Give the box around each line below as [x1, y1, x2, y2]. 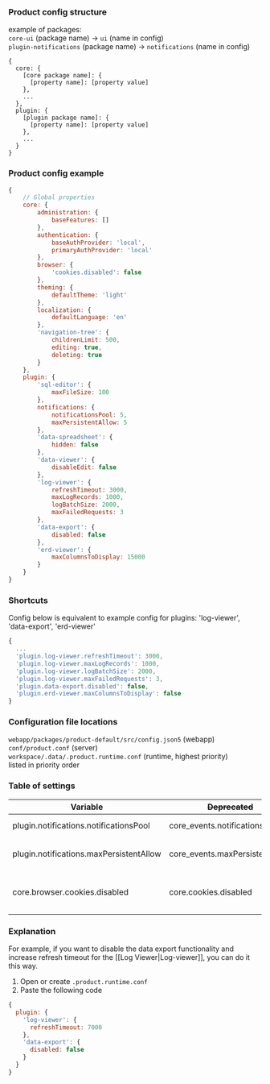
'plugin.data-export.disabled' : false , [15, 682, 149, 691]
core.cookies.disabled [168, 886, 253, 897]
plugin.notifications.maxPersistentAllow [12, 848, 162, 859]
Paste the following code [19, 986, 103, 995]
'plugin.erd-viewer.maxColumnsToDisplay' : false [15, 690, 182, 698]
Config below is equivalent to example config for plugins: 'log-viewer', [8, 613, 241, 623]
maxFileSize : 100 [51, 388, 110, 397]
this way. [8, 961, 38, 971]
